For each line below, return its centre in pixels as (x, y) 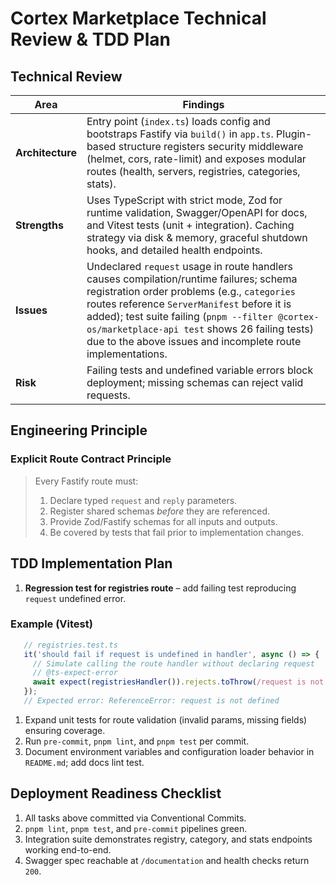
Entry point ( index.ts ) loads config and (178, 121)
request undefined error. (75, 598)
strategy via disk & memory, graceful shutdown (197, 237)
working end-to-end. (68, 849)
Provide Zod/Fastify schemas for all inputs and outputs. (163, 521)
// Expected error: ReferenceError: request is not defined (151, 701)
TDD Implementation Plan (91, 563)
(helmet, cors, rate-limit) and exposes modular (196, 159)
